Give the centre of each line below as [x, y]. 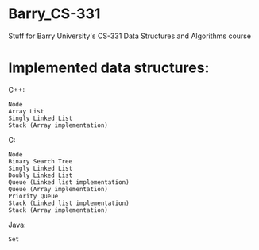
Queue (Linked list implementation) [69, 182]
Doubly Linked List [41, 175]
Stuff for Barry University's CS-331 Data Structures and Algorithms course [130, 36]
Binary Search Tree [41, 161]
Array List [26, 111]
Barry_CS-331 [54, 14]
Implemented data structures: [109, 68]
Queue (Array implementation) [58, 189]
